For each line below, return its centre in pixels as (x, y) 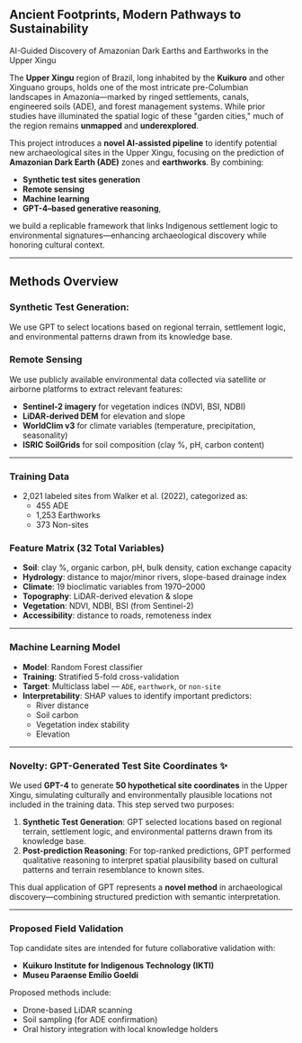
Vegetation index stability (83, 724)
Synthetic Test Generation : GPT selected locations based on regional (152, 821)
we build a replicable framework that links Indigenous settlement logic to (144, 225)
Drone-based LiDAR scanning (77, 1010)
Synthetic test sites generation (81, 179)
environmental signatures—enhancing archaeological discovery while (138, 235)
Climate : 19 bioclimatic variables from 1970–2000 (114, 587)
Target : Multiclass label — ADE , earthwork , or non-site (122, 686)
